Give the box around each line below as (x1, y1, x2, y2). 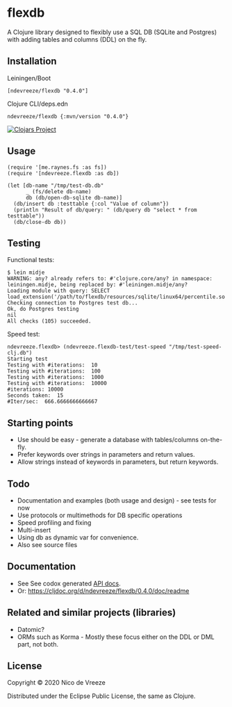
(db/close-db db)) (13, 218, 67, 225)
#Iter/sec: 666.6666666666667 (7, 398, 98, 405)
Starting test (7, 356, 49, 363)
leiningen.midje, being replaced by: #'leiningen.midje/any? (7, 282, 188, 289)
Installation (7, 56, 57, 67)
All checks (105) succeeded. (7, 318, 92, 325)
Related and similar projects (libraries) (7, 607, 176, 619)
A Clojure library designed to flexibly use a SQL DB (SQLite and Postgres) (7, 28, 217, 36)
